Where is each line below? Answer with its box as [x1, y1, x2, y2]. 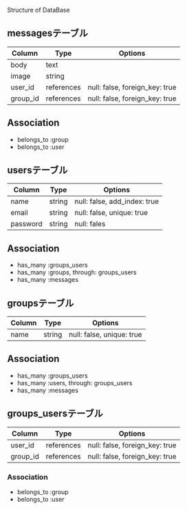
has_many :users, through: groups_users [16, 378, 133, 387]
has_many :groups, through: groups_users [16, 268, 137, 276]
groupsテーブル [7, 297, 74, 309]
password [10, 219, 43, 229]
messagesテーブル [7, 28, 88, 39]
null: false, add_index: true [74, 196, 159, 206]
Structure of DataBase [7, 6, 70, 14]
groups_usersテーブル [7, 408, 103, 420]
